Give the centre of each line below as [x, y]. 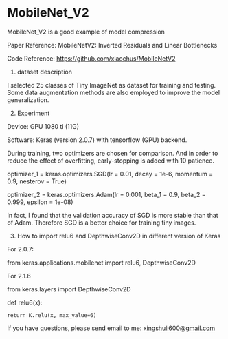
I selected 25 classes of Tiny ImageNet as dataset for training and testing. [112, 85]
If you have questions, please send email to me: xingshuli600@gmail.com [111, 328]
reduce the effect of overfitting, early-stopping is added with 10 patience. [111, 161]
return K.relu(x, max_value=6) [52, 315]
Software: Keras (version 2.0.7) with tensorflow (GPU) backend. [97, 140]
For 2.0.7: [21, 249]
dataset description [44, 72]
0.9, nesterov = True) [37, 181]
